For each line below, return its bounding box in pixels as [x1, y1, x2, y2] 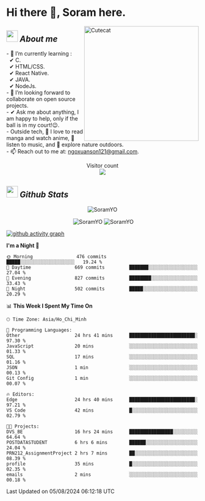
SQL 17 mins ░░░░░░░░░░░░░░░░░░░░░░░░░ [6, 354, 198, 360]
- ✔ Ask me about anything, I [6, 108, 79, 116]
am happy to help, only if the [6, 115, 78, 122]
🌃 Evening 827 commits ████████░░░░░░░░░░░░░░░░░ [6, 275, 198, 281]
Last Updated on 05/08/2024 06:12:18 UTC [6, 488, 115, 495]
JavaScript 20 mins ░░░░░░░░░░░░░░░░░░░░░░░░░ [6, 343, 198, 349]
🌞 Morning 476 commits [6, 254, 107, 260]
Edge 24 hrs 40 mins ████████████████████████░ [6, 397, 198, 403]
